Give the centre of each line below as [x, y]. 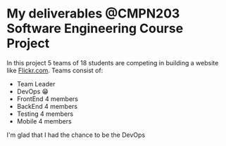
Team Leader [36, 84]
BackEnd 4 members [47, 106]
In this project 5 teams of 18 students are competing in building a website [113, 62]
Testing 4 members [45, 114]
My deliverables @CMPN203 [93, 14]
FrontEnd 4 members [48, 99]
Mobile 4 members [44, 121]
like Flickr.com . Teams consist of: [55, 70]
